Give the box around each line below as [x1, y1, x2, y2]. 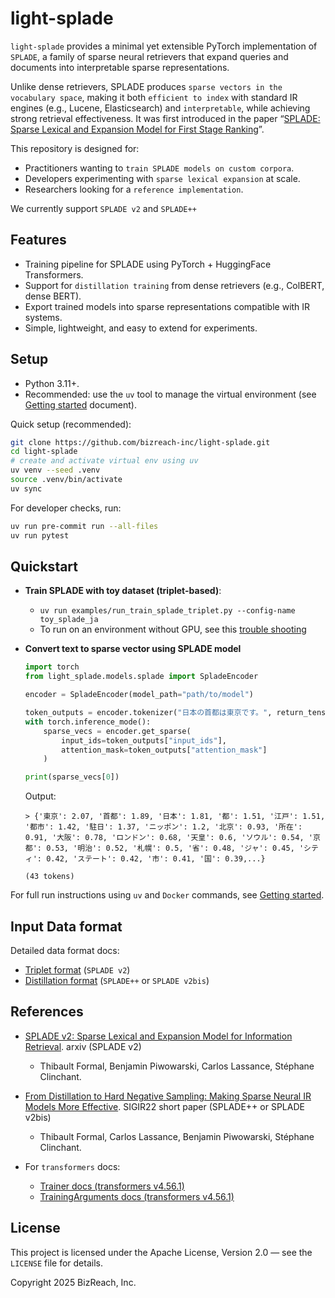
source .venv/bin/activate [10, 475, 123, 485]
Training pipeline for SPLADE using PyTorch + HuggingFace [24, 258, 272, 270]
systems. [24, 311, 63, 323]
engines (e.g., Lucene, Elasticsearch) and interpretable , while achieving [10, 102, 311, 114]
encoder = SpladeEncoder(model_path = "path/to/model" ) [24, 690, 254, 700]
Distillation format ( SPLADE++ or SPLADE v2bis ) [24, 974, 210, 986]
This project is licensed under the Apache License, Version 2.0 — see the [10, 1246, 313, 1258]
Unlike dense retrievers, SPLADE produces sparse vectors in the [10, 80, 283, 92]
